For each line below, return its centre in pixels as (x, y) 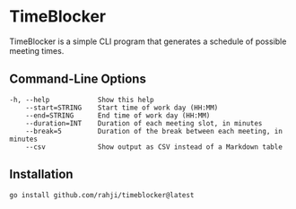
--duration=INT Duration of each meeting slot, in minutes (144, 123)
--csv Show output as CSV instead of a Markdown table (154, 147)
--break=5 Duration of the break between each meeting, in (154, 131)
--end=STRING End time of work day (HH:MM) (118, 115)
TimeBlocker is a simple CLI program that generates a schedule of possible (148, 41)
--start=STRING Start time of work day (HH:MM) (122, 108)
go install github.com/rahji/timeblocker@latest (102, 195)
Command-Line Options (78, 79)
